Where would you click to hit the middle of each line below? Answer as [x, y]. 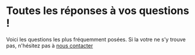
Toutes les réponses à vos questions [98, 11]
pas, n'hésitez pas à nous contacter [50, 46]
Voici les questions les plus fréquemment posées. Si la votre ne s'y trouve [96, 39]
